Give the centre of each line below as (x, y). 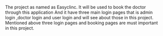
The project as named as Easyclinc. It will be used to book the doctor (76, 7)
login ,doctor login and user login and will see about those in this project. (79, 18)
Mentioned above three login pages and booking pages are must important (81, 23)
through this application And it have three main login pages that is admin (79, 12)
